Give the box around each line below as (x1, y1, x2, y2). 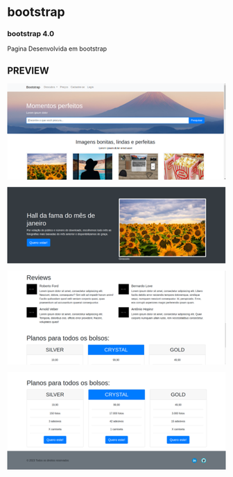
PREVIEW (7, 64, 50, 76)
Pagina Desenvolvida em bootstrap (7, 44, 107, 53)
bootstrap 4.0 (7, 29, 55, 39)
